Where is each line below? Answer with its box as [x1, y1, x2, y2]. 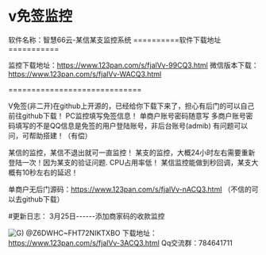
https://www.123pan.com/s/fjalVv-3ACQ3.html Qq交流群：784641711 [8, 238, 233, 247]
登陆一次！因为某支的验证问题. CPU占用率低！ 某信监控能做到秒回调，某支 [8, 157, 252, 167]
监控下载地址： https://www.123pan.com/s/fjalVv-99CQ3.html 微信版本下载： [8, 60, 259, 70]
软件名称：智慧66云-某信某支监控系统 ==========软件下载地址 [8, 35, 222, 44]
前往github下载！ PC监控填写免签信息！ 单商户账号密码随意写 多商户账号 [8, 110, 246, 120]
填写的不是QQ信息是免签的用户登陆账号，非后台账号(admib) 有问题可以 [14, 121, 249, 130]
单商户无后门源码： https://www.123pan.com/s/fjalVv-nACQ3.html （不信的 [8, 184, 253, 194]
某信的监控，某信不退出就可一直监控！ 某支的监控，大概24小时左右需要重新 [8, 148, 256, 157]
